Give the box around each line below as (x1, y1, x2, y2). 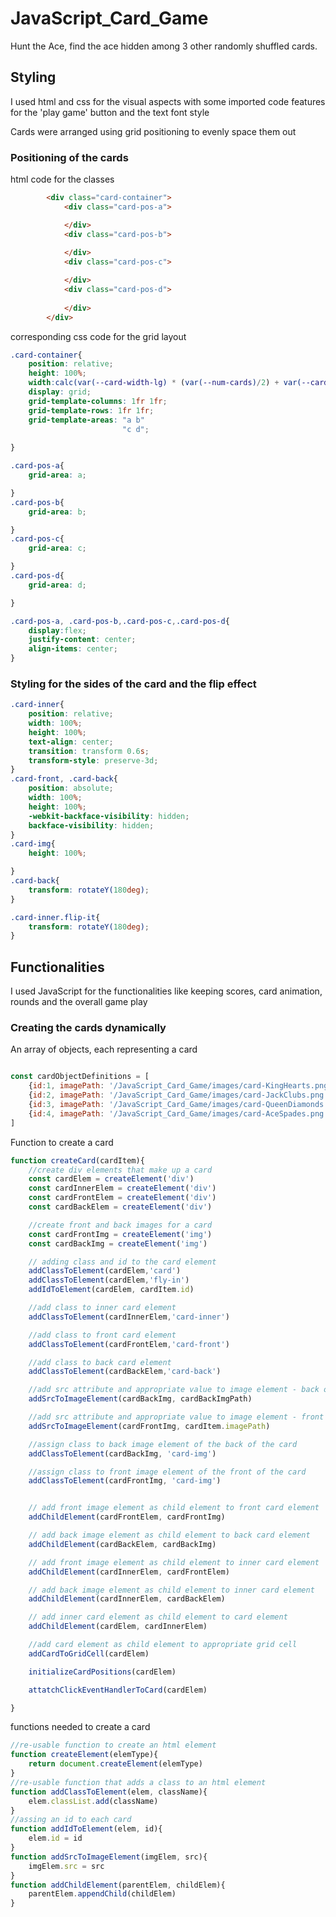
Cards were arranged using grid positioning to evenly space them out (10, 125, 297, 137)
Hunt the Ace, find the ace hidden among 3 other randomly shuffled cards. (10, 40, 318, 52)
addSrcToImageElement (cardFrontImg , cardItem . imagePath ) (28, 1421, 271, 1431)
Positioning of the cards (10, 150, 129, 164)
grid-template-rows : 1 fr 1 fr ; (28, 405, 155, 416)
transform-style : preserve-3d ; (28, 755, 159, 766)
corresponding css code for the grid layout (10, 330, 187, 342)
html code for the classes (10, 173, 115, 186)
